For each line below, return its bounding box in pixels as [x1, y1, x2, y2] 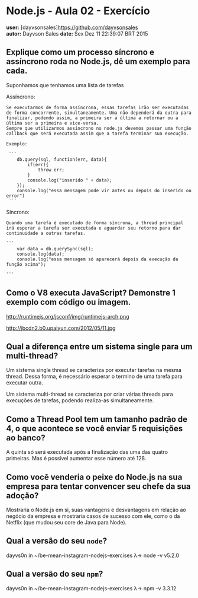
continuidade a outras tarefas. [6, 230, 86, 236]
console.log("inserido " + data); [27, 177, 112, 183]
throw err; [37, 167, 65, 173]
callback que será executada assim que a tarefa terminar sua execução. [6, 131, 189, 136]
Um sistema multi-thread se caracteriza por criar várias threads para [6, 390, 173, 398]
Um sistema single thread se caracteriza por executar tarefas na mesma [6, 367, 182, 374]
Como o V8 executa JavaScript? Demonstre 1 [6, 288, 176, 298]
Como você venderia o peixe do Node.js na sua [6, 472, 183, 482]
